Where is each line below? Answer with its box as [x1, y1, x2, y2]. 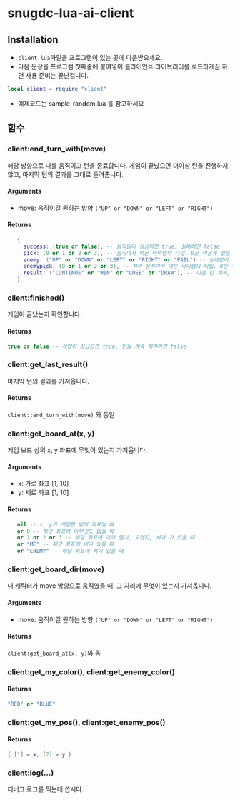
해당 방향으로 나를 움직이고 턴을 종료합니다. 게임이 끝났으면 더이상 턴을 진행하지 [7, 161, 229, 169]
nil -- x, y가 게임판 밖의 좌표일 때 [16, 521, 114, 528]
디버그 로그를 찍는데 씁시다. [7, 785, 84, 794]
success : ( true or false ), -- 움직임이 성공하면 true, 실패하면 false [23, 243, 220, 250]
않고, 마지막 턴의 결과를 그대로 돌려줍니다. [7, 170, 124, 179]
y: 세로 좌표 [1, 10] [17, 488, 69, 497]
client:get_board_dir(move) [7, 564, 105, 574]
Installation [7, 34, 59, 46]
